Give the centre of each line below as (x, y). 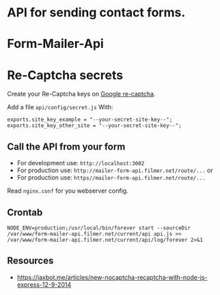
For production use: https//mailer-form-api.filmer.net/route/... (111, 178)
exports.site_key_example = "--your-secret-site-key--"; (90, 120)
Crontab (25, 212)
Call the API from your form (66, 146)
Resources (30, 261)
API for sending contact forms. (96, 13)
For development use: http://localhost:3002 (81, 163)
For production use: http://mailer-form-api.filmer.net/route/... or (115, 170)
